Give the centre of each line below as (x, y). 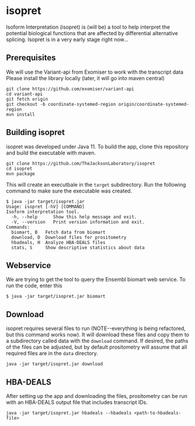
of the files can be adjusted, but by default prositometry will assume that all (97, 347)
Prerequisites (31, 58)
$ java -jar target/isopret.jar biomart (56, 297)
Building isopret (36, 133)
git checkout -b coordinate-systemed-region (61, 104)
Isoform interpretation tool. (43, 212)
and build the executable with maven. (51, 153)
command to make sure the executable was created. (69, 191)
